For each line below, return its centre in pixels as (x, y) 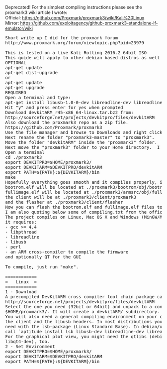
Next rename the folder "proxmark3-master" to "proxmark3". (80, 137)
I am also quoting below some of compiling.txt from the (76, 212)
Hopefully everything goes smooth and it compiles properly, (81, 182)
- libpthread (21, 232)
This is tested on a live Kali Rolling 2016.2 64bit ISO (76, 53)
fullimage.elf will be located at (47, 192)
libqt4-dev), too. (28, 341)
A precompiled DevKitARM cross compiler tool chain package (80, 297)
